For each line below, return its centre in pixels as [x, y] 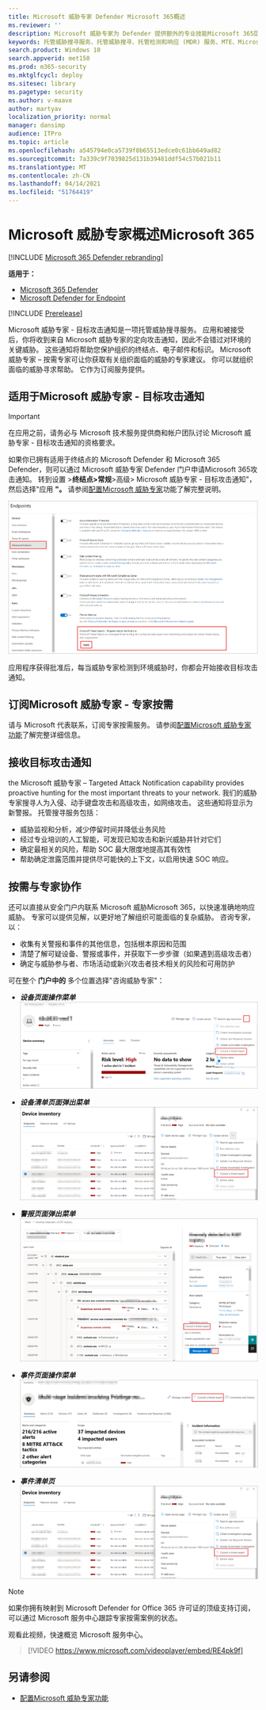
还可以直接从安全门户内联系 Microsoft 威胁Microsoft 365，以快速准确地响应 [132, 907]
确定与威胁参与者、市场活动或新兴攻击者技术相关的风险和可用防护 [127, 964]
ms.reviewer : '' [35, 25]
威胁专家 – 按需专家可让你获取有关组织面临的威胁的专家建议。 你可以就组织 [131, 359]
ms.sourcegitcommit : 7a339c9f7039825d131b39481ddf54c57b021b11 [115, 158]
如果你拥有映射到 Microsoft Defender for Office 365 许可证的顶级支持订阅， [131, 1608]
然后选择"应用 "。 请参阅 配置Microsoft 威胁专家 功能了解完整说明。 [117, 489]
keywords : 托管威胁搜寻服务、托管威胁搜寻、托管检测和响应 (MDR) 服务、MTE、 [123, 42]
